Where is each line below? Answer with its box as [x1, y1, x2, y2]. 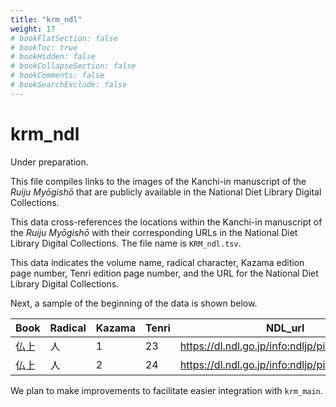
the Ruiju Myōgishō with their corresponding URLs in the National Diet [10, 226, 298, 238]
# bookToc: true [10, 42, 78, 53]
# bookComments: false [10, 71, 105, 81]
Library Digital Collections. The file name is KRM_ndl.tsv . [10, 237, 242, 249]
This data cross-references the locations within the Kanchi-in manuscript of [10, 216, 323, 228]
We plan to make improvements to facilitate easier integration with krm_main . [10, 384, 323, 396]
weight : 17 [10, 24, 56, 34]
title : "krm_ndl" [10, 14, 83, 25]
